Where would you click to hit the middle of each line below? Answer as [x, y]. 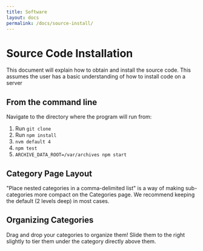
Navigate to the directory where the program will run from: [79, 117]
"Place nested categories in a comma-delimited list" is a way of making [95, 188]
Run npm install [36, 135]
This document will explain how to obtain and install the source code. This [98, 70]
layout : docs [23, 18]
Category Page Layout [49, 174]
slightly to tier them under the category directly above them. [81, 241]
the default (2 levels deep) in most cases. [58, 201]
